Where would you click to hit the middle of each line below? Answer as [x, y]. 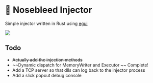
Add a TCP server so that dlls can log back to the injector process [79, 70]
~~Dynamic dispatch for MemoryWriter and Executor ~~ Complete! [80, 65]
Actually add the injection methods [47, 60]
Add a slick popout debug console [47, 75]
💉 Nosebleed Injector [49, 10]
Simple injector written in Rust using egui [46, 23]
